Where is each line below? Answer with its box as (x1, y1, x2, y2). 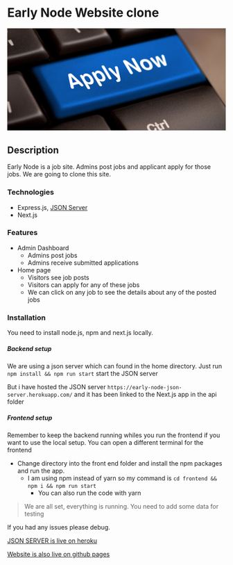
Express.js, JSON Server (17, 203, 88, 211)
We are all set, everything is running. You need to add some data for (24, 502, 219, 511)
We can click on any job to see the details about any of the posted (27, 288, 217, 296)
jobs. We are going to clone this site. (7, 170, 111, 179)
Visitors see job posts (27, 273, 89, 281)
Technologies (7, 188, 54, 197)
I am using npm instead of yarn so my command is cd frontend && (27, 474, 217, 482)
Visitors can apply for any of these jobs (27, 280, 140, 289)
